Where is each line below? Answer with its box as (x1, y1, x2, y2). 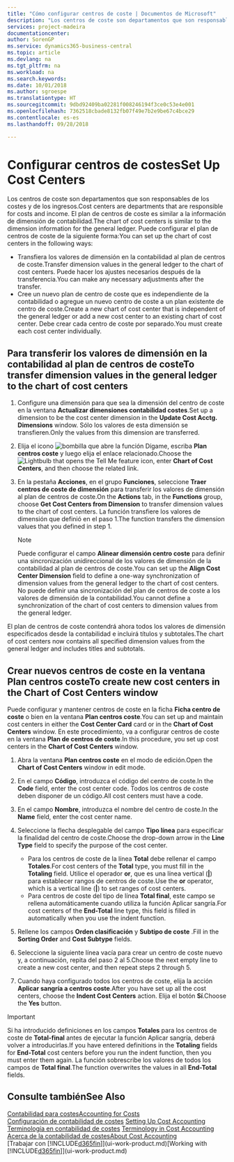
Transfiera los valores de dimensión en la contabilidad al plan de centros (17, 253, 226, 261)
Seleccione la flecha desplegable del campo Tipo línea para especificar (17, 826, 224, 835)
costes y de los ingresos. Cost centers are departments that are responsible (7, 202, 224, 210)
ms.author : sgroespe (7, 88, 68, 95)
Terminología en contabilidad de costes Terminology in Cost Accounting (7, 1124, 214, 1133)
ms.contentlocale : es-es (7, 114, 79, 121)
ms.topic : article (7, 50, 61, 57)
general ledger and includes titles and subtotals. (7, 644, 146, 653)
